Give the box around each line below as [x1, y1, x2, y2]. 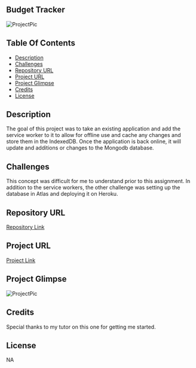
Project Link [6, 257, 36, 264]
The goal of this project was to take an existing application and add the [6, 125, 181, 132]
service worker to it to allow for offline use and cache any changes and [6, 132, 181, 139]
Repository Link [6, 224, 45, 231]
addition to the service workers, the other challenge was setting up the [6, 184, 180, 191]
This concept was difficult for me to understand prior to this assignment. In [6, 178, 191, 185]
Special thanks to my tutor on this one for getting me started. [6, 323, 157, 330]
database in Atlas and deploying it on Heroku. [6, 190, 118, 197]
